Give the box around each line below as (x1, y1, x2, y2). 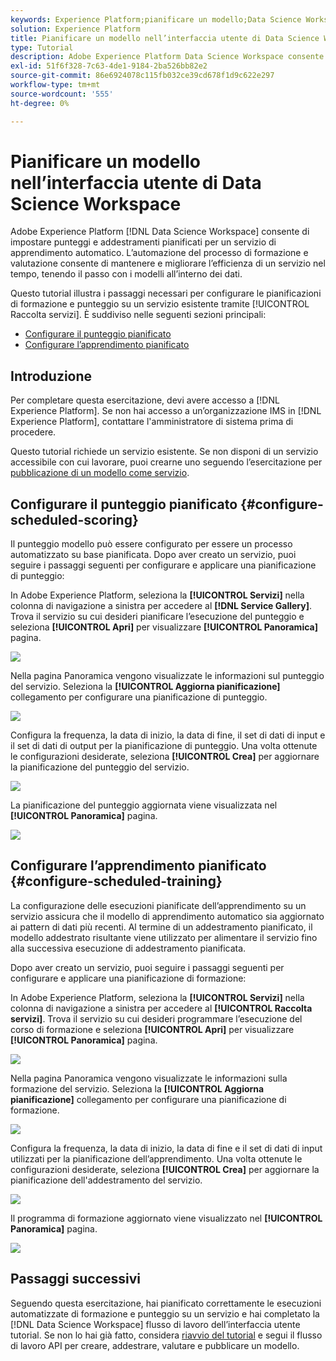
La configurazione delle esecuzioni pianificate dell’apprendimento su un (10, 899, 307, 911)
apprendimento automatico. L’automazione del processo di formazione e (10, 247, 309, 259)
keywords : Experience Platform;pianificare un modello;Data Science (10, 14, 302, 25)
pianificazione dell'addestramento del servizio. (10, 1174, 203, 1186)
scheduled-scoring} (10, 511, 139, 528)
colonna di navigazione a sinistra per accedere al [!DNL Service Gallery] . (10, 600, 313, 612)
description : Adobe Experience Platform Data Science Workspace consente (10, 52, 325, 62)
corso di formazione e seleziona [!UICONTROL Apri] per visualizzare (10, 1023, 295, 1035)
